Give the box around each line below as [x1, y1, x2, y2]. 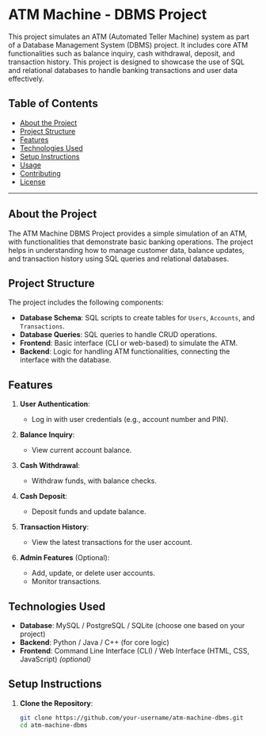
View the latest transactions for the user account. [31, 538, 192, 547]
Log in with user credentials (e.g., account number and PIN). [31, 415, 229, 424]
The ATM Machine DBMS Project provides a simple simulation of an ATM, [8, 228, 248, 238]
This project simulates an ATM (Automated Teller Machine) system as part [8, 32, 249, 41]
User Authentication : [19, 399, 91, 409]
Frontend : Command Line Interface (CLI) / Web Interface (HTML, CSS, [19, 646, 249, 655]
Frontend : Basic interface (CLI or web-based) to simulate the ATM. [19, 339, 238, 348]
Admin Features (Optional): [19, 553, 110, 562]
